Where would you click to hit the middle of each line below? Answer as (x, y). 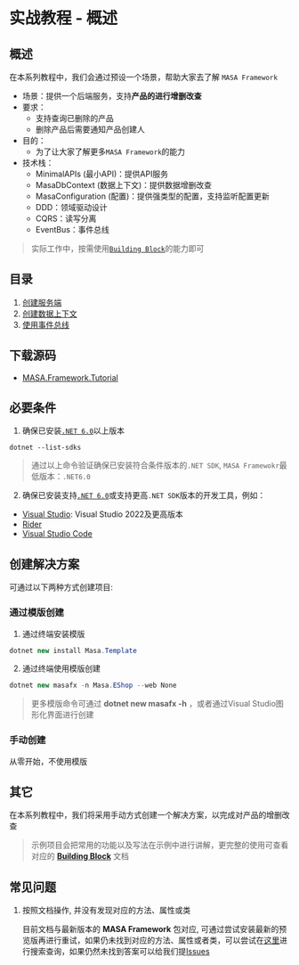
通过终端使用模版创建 (61, 668)
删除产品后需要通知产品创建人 (90, 129)
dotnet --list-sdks (45, 448)
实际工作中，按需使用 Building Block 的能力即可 (117, 249)
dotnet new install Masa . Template (73, 650)
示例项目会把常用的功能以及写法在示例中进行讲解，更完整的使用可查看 (160, 845)
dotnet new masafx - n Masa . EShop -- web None (93, 686)
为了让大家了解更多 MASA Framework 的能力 (110, 151)
